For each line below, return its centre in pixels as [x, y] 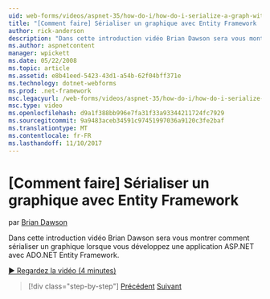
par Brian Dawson [38, 222]
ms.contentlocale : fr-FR [50, 135]
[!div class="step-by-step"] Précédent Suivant [105, 286]
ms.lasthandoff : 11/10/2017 [55, 143]
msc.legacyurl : [34, 98]
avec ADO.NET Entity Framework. [64, 255]
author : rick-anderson [46, 31]
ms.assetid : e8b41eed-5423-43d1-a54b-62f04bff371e [95, 76]
